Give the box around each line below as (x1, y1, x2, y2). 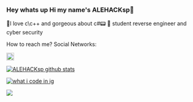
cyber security (6, 29, 43, 36)
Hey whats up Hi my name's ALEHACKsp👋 (6, 6, 134, 14)
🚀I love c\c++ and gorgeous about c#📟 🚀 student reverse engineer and (6, 20, 187, 27)
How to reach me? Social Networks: (6, 41, 97, 48)
